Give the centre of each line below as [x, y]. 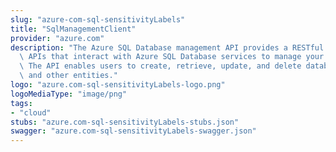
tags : [21, 103]
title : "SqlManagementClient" [73, 29]
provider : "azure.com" [57, 38]
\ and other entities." [68, 76]
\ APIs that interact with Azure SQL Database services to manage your [172, 57]
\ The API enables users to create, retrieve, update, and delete [160, 66]
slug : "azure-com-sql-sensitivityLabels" [98, 19]
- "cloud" [31, 112]
